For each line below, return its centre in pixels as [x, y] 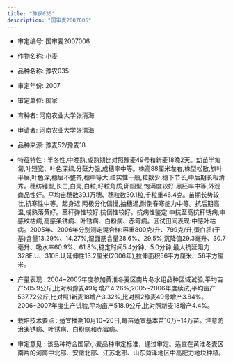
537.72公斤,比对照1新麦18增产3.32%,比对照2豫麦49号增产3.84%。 [112, 297]
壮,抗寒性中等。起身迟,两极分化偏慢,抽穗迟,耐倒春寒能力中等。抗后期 [115, 203]
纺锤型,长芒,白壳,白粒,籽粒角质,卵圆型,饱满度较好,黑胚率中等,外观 [128, 186]
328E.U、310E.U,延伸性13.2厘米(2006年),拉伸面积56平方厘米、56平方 [117, 255]
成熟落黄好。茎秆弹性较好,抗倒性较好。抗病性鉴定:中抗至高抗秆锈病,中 [126, 212]
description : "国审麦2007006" [49, 20]
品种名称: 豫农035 [43, 71]
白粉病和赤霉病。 [97, 329]
